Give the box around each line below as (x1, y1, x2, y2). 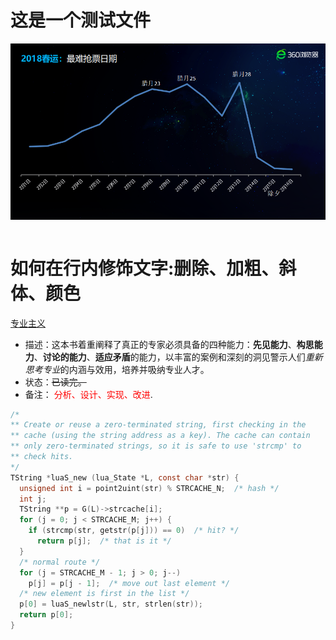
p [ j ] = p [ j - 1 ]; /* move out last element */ (28, 578, 230, 588)
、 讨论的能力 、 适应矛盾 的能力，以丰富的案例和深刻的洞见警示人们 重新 (33, 351, 323, 363)
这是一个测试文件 (10, 9, 152, 32)
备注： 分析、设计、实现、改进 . (24, 388, 153, 400)
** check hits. (10, 452, 74, 462)
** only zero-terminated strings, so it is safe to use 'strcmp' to (10, 441, 302, 451)
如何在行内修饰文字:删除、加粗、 (10, 257, 280, 280)
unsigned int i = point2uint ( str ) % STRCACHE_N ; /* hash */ (19, 483, 280, 493)
